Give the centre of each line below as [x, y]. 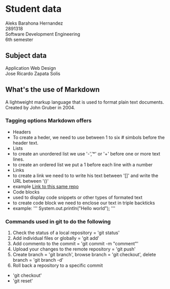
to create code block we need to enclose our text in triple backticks [84, 203]
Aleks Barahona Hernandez [34, 23]
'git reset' [23, 281]
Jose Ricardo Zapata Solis [33, 73]
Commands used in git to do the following [58, 221]
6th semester [19, 40]
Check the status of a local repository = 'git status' [66, 233]
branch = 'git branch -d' [38, 260]
